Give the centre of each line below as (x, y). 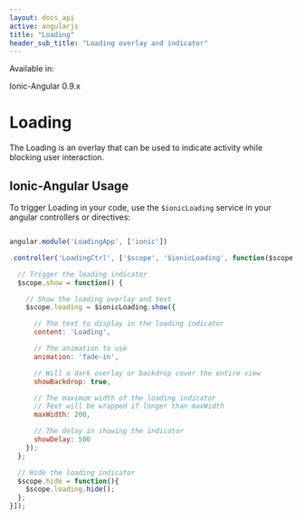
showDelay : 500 (62, 439)
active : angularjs (44, 26)
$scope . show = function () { (71, 283)
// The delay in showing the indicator (108, 431)
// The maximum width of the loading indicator (125, 398)
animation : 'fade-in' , (76, 357)
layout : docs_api (42, 18)
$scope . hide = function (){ (68, 481)
